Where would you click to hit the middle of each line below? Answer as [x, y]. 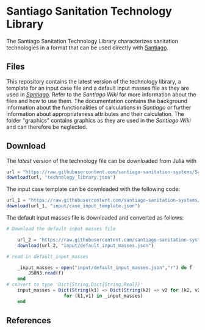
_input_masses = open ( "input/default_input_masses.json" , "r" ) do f [105, 267]
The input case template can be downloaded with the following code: [93, 189]
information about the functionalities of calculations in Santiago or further [99, 107]
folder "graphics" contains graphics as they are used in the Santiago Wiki [99, 120]
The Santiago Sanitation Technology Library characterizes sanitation [92, 41]
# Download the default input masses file [61, 229]
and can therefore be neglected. [47, 127]
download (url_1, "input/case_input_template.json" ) [73, 206]
